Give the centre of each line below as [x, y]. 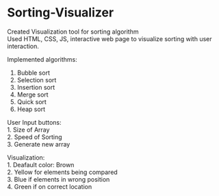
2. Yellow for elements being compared [62, 172]
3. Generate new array [39, 144]
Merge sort [33, 95]
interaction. [23, 46]
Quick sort [31, 101]
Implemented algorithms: [42, 59]
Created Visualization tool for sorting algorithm [73, 32]
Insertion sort [36, 87]
